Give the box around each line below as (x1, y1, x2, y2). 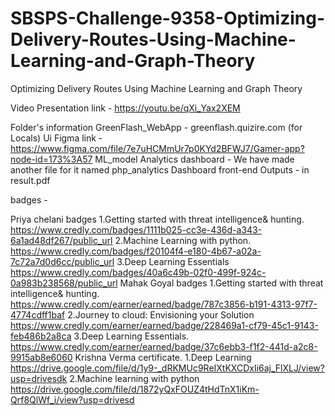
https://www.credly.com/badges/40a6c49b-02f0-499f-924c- (10, 266, 267, 278)
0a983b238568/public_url (10, 277, 118, 289)
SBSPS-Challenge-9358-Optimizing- (10, 7, 325, 30)
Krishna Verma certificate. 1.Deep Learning (74, 351, 252, 363)
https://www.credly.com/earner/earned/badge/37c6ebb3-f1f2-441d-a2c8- (10, 340, 318, 352)
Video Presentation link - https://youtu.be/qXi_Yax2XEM (10, 102, 241, 114)
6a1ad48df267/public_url (10, 234, 113, 246)
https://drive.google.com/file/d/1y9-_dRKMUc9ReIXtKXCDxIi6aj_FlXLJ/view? (10, 362, 325, 374)
